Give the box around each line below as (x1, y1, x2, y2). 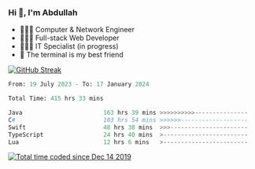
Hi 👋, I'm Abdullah (8, 7, 78, 18)
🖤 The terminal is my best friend (19, 50, 124, 60)
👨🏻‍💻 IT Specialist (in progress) (19, 42, 120, 51)
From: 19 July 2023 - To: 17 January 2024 (8, 80, 150, 89)
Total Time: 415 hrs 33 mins (8, 94, 104, 103)
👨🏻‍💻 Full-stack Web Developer (19, 33, 120, 42)
